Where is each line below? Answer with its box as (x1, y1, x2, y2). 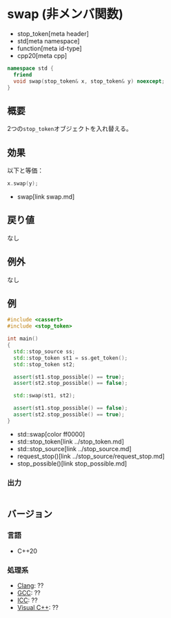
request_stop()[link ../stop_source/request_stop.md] (17, 452, 165, 460)
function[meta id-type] (17, 44, 82, 52)
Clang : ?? (17, 581, 44, 590)
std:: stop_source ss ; (13, 348, 76, 355)
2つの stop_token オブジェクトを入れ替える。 (7, 125, 132, 133)
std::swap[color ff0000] (17, 430, 85, 438)
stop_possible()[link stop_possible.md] (17, 459, 128, 468)
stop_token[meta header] (17, 29, 90, 38)
